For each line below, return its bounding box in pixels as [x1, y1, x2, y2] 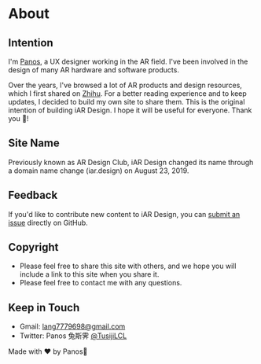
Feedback [8, 189, 58, 202]
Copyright [8, 241, 59, 254]
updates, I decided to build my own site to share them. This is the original [8, 97, 245, 106]
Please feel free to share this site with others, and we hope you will [19, 261, 237, 271]
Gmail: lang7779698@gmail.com [19, 322, 126, 331]
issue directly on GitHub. [8, 218, 88, 227]
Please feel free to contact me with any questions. [19, 278, 182, 288]
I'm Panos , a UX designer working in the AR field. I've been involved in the [8, 57, 248, 66]
